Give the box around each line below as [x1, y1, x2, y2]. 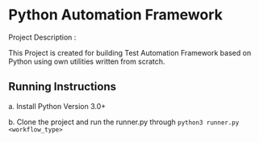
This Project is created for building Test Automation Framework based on [8, 48, 252, 57]
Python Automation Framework [8, 6, 223, 24]
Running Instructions [8, 80, 117, 94]
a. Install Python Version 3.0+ [8, 101, 107, 111]
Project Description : [8, 32, 77, 42]
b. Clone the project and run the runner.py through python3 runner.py [8, 117, 240, 127]
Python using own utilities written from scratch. [8, 56, 165, 66]
